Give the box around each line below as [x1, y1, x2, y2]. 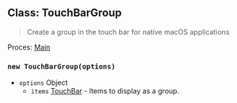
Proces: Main [7, 42, 51, 52]
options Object [18, 78, 68, 87]
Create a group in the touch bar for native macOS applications [26, 27, 230, 36]
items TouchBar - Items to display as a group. [30, 86, 180, 96]
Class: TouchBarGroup [7, 6, 122, 20]
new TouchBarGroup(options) [7, 62, 116, 71]
